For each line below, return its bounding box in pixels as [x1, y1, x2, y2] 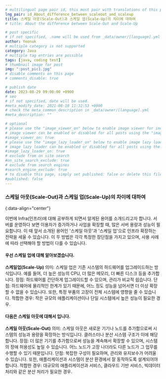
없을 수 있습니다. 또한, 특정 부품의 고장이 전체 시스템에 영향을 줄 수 [15, 289, 143, 295]
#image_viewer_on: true [5, 135, 54, 140]
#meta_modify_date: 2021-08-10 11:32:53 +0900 [5, 103, 103, 108]
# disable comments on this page [5, 71, 74, 77]
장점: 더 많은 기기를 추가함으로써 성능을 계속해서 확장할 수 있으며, [19, 338, 145, 344]
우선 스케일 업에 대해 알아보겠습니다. [5, 253, 75, 258]
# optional [5, 122, 28, 126]
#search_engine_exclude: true [5, 167, 68, 172]
